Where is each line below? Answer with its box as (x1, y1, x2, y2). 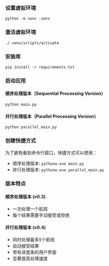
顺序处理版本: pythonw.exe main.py (12, 160, 84, 166)
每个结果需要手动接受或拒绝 (12, 212, 70, 218)
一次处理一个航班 (12, 206, 48, 212)
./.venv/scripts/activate (5, 40, 59, 46)
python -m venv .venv (5, 16, 50, 21)
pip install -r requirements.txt (5, 64, 75, 70)
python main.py (5, 102, 37, 107)
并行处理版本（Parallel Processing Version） (5, 113, 99, 119)
